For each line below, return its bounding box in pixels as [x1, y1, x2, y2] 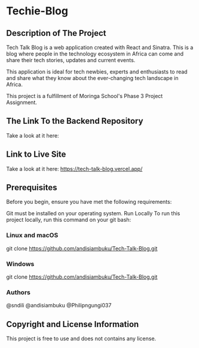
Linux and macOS [6, 231, 59, 240]
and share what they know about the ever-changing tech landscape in [6, 75, 179, 81]
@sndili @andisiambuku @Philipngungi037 [6, 302, 112, 309]
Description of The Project [6, 28, 106, 38]
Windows [6, 260, 35, 268]
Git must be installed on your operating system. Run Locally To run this [6, 210, 180, 217]
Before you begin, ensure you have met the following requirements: [6, 199, 172, 206]
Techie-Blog [6, 4, 69, 18]
